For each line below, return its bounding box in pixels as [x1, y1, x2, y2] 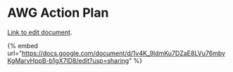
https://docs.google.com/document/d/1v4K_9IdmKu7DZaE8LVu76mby [21, 49, 226, 57]
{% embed [7, 41, 39, 50]
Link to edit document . [7, 28, 73, 36]
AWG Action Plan [7, 5, 109, 21]
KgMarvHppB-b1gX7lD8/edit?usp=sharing [7, 56, 130, 64]
